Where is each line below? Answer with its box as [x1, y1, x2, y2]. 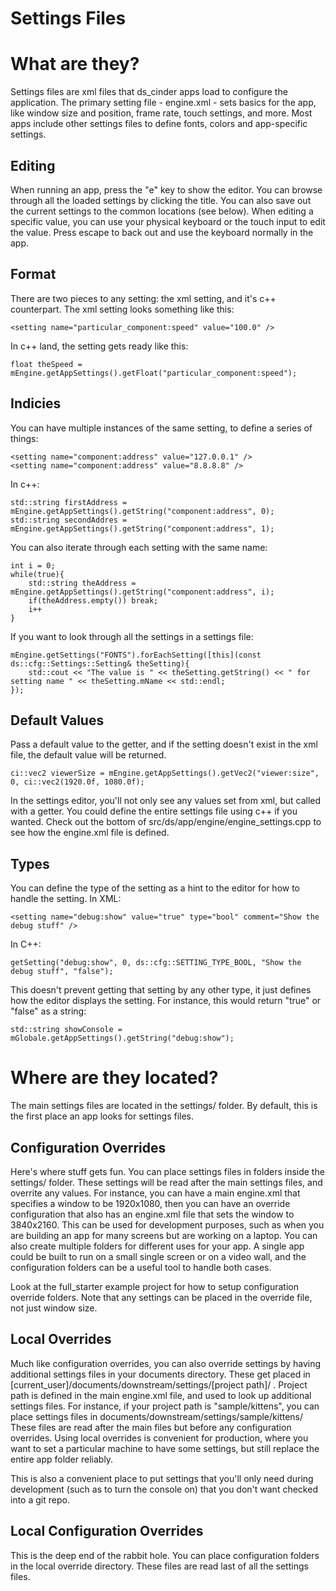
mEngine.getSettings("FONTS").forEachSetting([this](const [10, 650, 262, 660]
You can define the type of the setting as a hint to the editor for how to [10, 882, 301, 894]
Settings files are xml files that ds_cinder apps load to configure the [10, 86, 288, 98]
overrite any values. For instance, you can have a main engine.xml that [10, 1187, 301, 1199]
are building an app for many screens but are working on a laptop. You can [10, 1229, 318, 1241]
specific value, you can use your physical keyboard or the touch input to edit [10, 215, 326, 227]
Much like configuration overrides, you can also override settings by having [10, 1357, 322, 1369]
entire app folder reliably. [10, 1453, 114, 1465]
